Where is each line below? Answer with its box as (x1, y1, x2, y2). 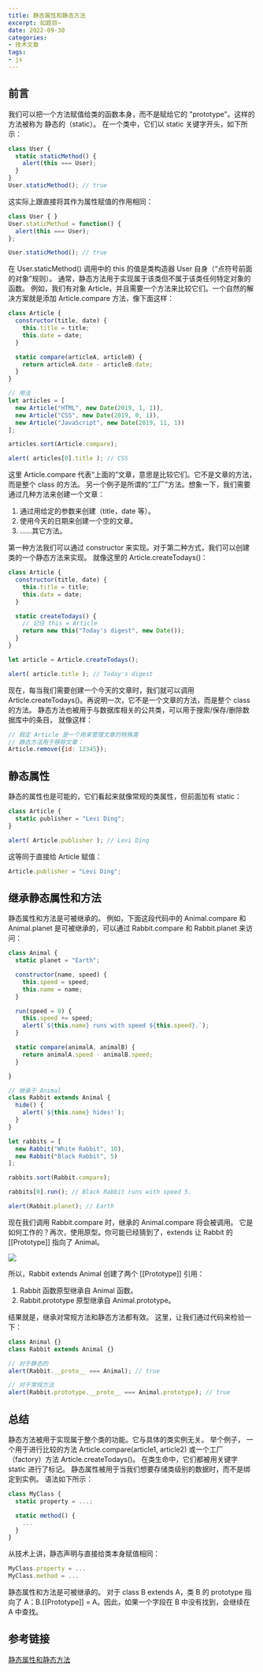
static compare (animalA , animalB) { (15, 1043, 135, 1051)
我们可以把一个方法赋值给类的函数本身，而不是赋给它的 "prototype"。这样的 (8, 109, 256, 118)
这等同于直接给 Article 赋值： (8, 851, 102, 861)
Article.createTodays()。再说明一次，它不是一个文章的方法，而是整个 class (8, 695, 250, 704)
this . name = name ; (22, 985, 83, 994)
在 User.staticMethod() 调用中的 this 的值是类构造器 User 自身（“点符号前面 (8, 264, 253, 273)
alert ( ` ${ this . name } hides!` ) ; (22, 1109, 125, 1117)
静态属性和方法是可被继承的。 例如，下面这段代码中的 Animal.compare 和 (8, 914, 246, 923)
